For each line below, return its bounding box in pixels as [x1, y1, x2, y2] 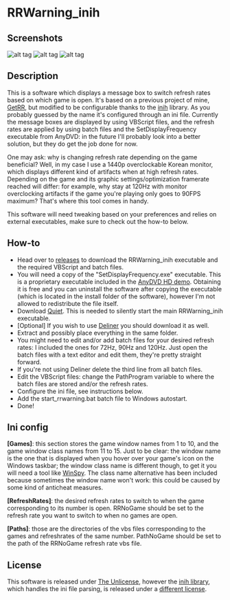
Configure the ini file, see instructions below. [16, 387, 143, 395]
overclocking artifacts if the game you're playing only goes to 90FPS [7, 189, 201, 197]
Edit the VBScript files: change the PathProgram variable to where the [16, 373, 215, 381]
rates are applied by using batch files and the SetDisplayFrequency [7, 125, 197, 133]
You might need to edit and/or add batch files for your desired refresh [16, 335, 214, 344]
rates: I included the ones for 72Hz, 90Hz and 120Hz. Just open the [16, 343, 208, 351]
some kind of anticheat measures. [7, 483, 104, 492]
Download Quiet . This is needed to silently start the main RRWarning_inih [16, 307, 223, 315]
